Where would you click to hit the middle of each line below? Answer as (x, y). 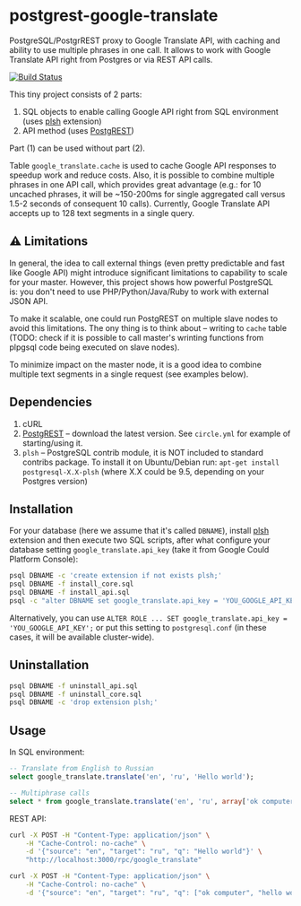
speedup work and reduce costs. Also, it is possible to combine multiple (142, 175)
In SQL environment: (47, 752)
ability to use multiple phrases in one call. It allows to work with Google (140, 49)
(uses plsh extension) (62, 121)
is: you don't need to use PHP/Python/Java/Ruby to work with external (139, 292)
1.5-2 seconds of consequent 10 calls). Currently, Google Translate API (140, 204)
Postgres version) (55, 481)
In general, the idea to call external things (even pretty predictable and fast (147, 263)
